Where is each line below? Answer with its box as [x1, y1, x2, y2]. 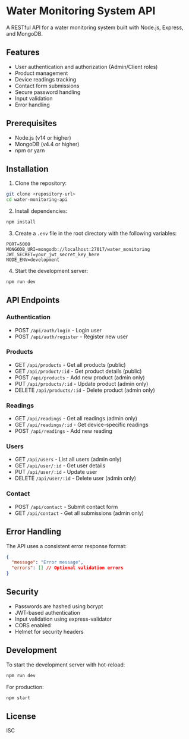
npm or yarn [14, 147, 45, 154]
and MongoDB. [6, 30, 43, 37]
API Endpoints [6, 295, 60, 306]
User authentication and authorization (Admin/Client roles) [14, 63, 158, 70]
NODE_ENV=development [6, 257, 60, 263]
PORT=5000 [6, 241, 31, 247]
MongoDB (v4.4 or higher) [14, 140, 80, 147]
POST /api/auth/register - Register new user [14, 333, 128, 340]
